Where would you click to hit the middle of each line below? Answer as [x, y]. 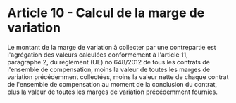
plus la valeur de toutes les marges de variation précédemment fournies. [113, 92]
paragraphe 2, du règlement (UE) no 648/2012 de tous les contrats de [108, 62]
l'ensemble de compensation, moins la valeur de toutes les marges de [108, 69]
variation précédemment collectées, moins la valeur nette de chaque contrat [118, 77]
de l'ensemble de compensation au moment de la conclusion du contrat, [112, 84]
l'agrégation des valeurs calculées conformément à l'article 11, [98, 55]
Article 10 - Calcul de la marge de [106, 13]
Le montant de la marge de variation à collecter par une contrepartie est [112, 47]
